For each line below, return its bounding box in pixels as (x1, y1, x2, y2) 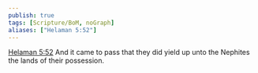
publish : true (8, 11, 55, 20)
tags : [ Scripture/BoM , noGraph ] (8, 19, 114, 27)
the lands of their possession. (8, 56, 105, 65)
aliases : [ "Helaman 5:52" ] (8, 26, 97, 34)
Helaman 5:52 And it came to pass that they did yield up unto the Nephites (8, 48, 250, 57)
